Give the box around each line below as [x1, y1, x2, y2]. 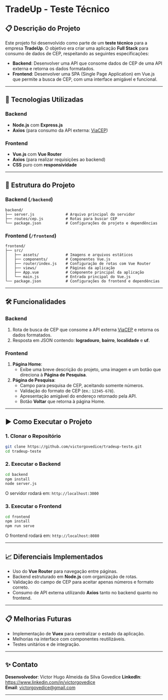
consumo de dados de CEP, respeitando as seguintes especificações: [5, 51, 149, 56]
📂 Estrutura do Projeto [5, 181, 75, 190]
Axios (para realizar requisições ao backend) [12, 156, 106, 162]
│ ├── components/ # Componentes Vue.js [5, 257, 111, 262]
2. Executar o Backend [5, 460, 61, 467]
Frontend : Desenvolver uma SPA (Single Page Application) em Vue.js [12, 71, 155, 77]
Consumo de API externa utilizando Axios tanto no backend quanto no [12, 590, 158, 596]
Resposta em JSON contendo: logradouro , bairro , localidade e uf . [12, 337, 150, 343]
